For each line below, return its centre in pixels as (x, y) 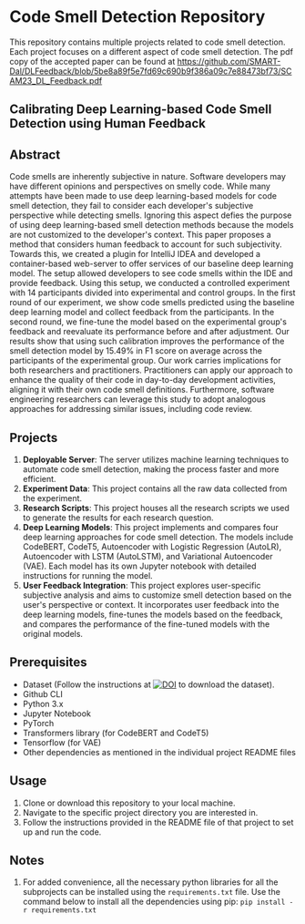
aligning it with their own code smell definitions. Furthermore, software (142, 390)
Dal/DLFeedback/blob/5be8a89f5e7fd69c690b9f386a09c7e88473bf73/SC (151, 71)
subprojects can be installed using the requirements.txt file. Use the (151, 892)
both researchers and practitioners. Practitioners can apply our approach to (151, 370)
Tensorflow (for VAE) (62, 742)
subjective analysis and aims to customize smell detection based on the (157, 595)
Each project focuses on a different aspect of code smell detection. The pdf (152, 51)
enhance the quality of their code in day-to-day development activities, (142, 380)
